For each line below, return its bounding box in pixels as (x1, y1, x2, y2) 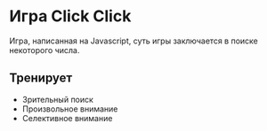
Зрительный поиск (21, 94, 93, 104)
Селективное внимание (21, 112, 113, 123)
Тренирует (9, 71, 73, 86)
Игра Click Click (9, 6, 132, 27)
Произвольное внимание (21, 104, 118, 114)
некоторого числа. (9, 44, 80, 55)
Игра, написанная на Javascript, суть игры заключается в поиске (9, 35, 258, 46)
